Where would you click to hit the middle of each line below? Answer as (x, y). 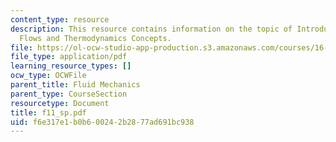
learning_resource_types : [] (71, 66)
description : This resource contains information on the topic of (151, 29)
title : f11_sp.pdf (48, 112)
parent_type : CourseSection (69, 94)
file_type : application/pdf (69, 57)
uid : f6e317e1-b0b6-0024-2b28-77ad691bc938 (102, 122)
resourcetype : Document (60, 103)
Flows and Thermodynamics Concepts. (95, 38)
